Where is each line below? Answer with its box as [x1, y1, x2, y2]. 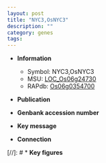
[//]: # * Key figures [7, 149, 63, 157]
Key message [16, 122, 57, 130]
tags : [7, 36, 23, 42]
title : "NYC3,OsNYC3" [7, 16, 69, 23]
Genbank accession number [16, 109, 99, 117]
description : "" [7, 23, 53, 29]
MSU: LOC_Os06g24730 [27, 75, 97, 83]
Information [16, 54, 52, 62]
